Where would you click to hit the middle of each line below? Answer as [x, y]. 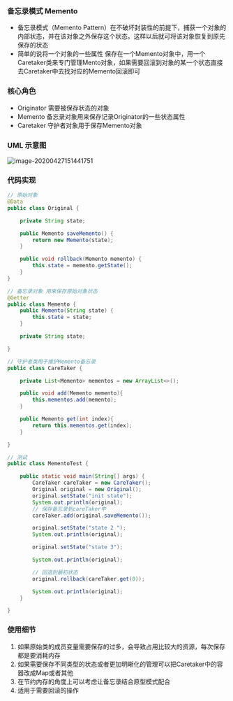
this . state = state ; [62, 317]
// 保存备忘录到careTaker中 [69, 509]
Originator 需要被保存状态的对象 [63, 108]
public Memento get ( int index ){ [67, 419]
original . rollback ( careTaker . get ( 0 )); [89, 579]
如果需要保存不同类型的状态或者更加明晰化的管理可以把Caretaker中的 [117, 664]
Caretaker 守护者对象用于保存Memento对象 [80, 125]
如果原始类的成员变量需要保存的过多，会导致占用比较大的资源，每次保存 [121, 646]
